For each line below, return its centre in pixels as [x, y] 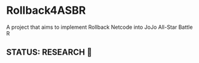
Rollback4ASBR [46, 10]
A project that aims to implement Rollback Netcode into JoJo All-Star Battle [99, 27]
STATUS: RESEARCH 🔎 [49, 52]
